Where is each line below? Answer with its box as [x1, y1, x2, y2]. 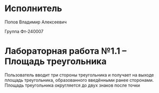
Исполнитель [4, 3, 62, 14]
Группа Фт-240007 [4, 28, 44, 34]
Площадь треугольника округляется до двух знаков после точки [4, 82, 140, 88]
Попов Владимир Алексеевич [4, 19, 67, 25]
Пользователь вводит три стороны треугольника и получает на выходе [4, 72, 154, 78]
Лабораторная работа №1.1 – [4, 46, 127, 56]
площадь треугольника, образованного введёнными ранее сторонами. [4, 77, 154, 83]
